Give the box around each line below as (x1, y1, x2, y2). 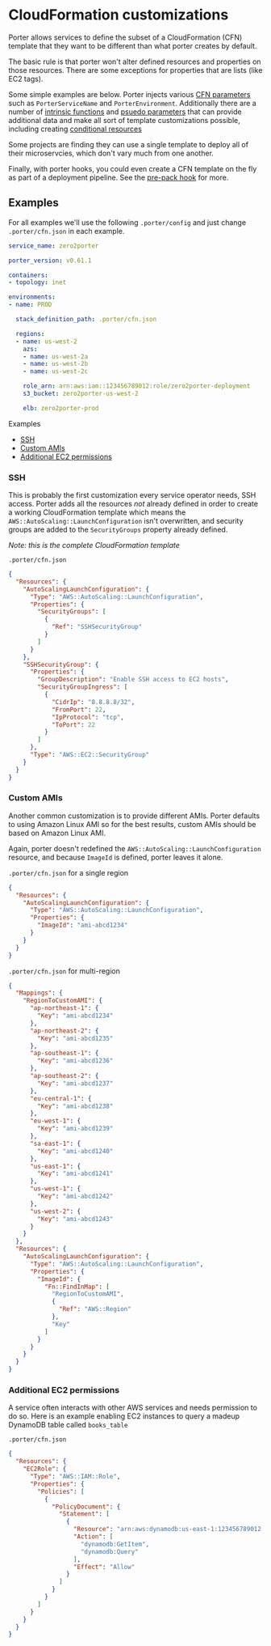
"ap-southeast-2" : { (29, 1072, 99, 1080)
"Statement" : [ (59, 1510, 110, 1518)
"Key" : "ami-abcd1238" (37, 1102, 114, 1110)
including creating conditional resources (8, 124, 143, 134)
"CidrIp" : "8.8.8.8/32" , (51, 698, 135, 706)
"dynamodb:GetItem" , (80, 1540, 150, 1548)
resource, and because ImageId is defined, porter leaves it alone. (8, 852, 223, 862)
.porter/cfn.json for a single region (8, 868, 129, 877)
